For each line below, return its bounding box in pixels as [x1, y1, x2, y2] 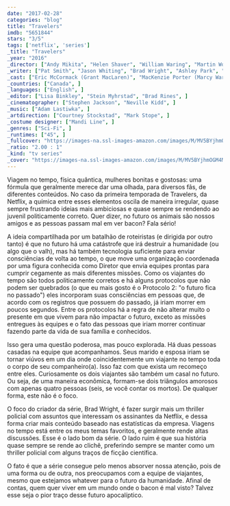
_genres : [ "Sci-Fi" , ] [7, 125, 72, 132]
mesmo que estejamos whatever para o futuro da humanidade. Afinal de [7, 476, 211, 484]
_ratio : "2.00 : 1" [7, 144, 63, 151]
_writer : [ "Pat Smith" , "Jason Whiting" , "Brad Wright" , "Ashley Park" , [7, 67, 219, 74]
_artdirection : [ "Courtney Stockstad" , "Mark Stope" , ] [7, 112, 170, 119]
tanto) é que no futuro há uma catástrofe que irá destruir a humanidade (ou [7, 239, 219, 248]
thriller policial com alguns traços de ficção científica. [7, 448, 158, 457]
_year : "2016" [7, 55, 48, 62]
